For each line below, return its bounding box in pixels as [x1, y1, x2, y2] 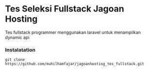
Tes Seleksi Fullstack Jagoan [5, 3, 125, 14]
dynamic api [5, 35, 30, 40]
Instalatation [5, 47, 35, 53]
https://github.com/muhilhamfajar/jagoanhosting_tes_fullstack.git [5, 61, 145, 67]
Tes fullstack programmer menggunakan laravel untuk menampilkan [5, 29, 141, 35]
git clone [5, 58, 25, 62]
